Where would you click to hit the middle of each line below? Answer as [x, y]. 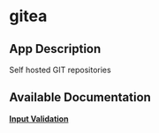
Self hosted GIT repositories [61, 70]
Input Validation [39, 118]
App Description [55, 49]
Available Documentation [80, 97]
